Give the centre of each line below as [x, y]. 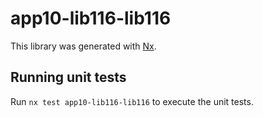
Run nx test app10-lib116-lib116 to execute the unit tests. [132, 101]
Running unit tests [68, 77]
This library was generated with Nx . [83, 46]
